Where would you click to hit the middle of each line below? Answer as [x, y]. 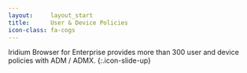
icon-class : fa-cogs [42, 30]
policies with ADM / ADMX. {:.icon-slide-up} [80, 60]
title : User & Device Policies [68, 23]
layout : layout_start [50, 15]
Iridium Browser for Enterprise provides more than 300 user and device [124, 53]
